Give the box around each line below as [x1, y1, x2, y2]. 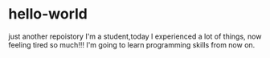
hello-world [8, 5, 88, 23]
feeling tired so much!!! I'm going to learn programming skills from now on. [8, 39, 256, 49]
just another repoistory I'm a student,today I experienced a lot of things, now [8, 31, 262, 41]
